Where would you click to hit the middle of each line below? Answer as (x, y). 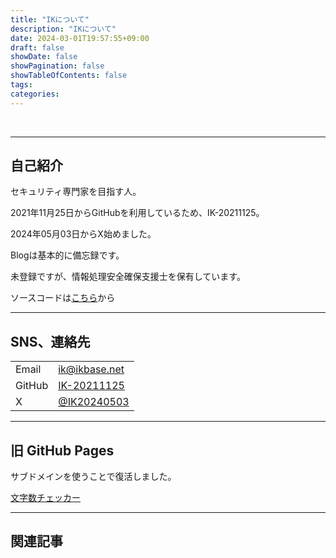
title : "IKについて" (50, 19)
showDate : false (44, 57)
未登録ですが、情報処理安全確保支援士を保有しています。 (128, 277)
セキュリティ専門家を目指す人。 (76, 192)
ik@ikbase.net (91, 369)
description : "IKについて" (63, 29)
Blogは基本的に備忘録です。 (67, 255)
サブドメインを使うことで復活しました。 (93, 477)
